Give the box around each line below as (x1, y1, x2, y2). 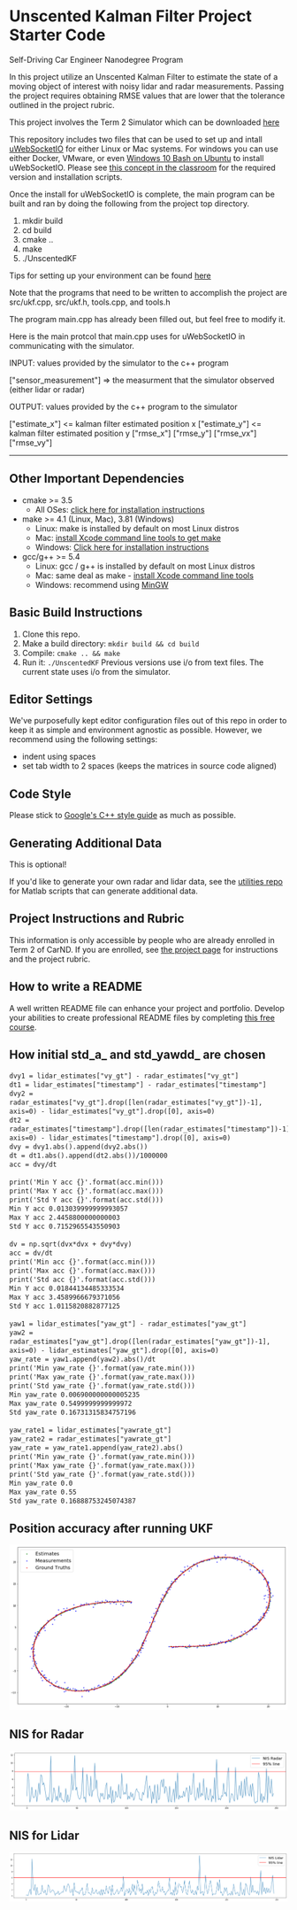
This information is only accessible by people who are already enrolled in (9, 934, 276, 945)
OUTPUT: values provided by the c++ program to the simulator (9, 401, 238, 412)
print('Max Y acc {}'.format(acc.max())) (9, 1187, 164, 1196)
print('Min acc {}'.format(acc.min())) (9, 1257, 156, 1267)
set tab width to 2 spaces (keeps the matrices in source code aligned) (21, 761, 277, 771)
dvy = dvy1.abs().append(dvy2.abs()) (9, 1142, 148, 1152)
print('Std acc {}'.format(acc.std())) (9, 1275, 156, 1285)
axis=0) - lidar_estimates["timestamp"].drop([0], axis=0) (9, 1133, 232, 1143)
